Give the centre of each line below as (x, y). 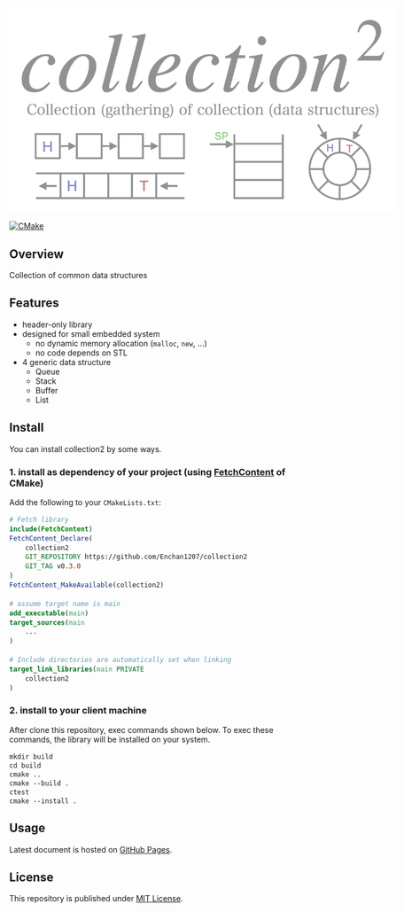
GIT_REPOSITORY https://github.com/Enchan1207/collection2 (136, 557)
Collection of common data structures (78, 275)
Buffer (47, 390)
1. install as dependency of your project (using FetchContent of (148, 472)
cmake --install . (43, 801)
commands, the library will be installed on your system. (110, 739)
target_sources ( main (47, 622)
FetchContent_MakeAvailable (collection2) (87, 585)
